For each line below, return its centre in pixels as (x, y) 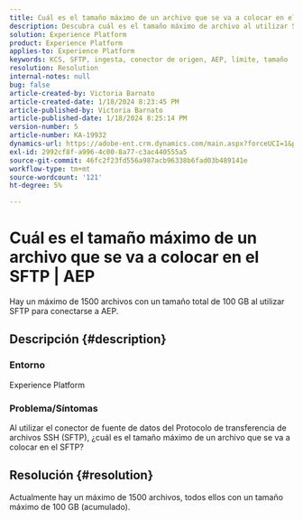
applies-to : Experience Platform (72, 51)
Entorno (27, 365)
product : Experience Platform (66, 43)
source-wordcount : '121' (56, 177)
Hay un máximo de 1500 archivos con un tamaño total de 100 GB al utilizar (147, 302)
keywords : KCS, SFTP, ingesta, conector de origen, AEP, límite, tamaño (149, 60)
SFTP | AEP (52, 277)
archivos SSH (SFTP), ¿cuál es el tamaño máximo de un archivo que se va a (150, 438)
